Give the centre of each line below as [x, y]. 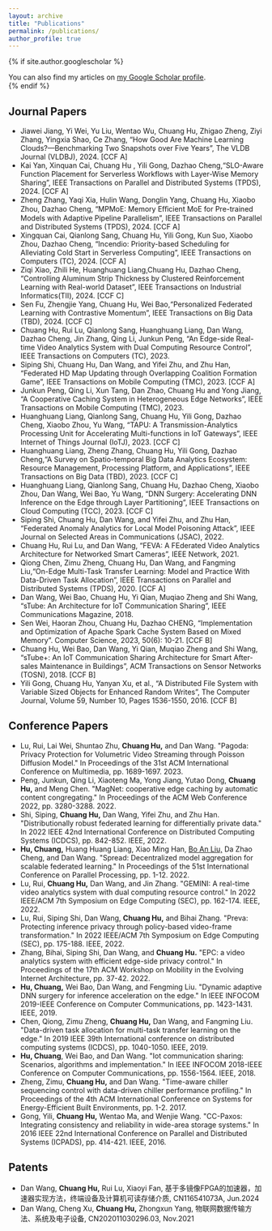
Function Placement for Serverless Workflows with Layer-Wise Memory [139, 174]
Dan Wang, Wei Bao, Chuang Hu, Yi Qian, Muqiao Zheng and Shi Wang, [139, 598]
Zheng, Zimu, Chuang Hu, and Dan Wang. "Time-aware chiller [124, 1081]
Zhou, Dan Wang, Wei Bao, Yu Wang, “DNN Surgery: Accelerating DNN [138, 494]
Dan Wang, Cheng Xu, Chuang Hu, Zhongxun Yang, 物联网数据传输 [132, 1208]
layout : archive [36, 16]
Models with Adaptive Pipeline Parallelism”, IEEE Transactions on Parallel [141, 218]
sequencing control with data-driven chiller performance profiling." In [136, 1090]
